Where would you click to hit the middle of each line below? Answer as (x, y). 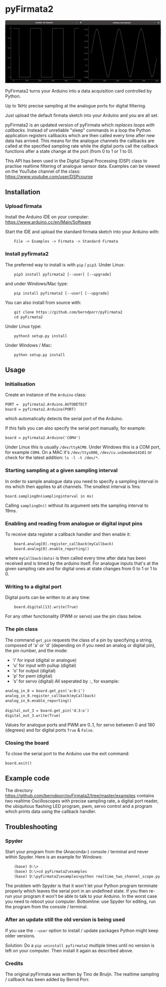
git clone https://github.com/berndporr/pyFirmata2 (68, 312)
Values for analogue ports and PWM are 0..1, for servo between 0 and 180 (80, 725)
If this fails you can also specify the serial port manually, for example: (76, 428)
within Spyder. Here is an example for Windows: (54, 857)
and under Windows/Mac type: (37, 284)
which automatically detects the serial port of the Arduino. (64, 419)
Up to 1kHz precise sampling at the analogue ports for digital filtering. (76, 105)
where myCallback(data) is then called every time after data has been (76, 558)
